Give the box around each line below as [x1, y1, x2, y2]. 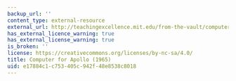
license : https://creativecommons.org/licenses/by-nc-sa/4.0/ [7, 50, 193, 57]
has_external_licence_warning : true [7, 30, 114, 37]
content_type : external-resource [7, 17, 105, 24]
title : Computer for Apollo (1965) [7, 56, 112, 63]
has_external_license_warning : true [7, 37, 114, 44]
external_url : [7, 23, 49, 30]
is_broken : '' [7, 43, 49, 50]
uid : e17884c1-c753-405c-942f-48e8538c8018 [7, 63, 137, 70]
